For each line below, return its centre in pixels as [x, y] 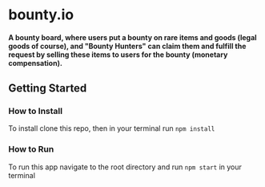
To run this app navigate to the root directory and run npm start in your [125, 167]
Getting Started [48, 89]
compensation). [35, 63]
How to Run [31, 149]
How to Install [35, 112]
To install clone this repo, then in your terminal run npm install [112, 128]
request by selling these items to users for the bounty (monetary [118, 55]
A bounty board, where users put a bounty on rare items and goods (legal [133, 37]
